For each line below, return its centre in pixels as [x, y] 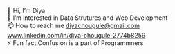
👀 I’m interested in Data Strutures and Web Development [87, 18]
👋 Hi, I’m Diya [26, 11]
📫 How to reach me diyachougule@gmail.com [74, 25]
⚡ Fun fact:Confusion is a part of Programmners [75, 43]
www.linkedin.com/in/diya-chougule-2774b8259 [76, 35]
